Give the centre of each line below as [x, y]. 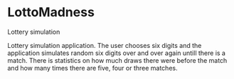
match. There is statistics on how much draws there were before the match [117, 60]
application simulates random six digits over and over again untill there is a [117, 53]
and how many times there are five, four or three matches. [92, 68]
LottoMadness [51, 12]
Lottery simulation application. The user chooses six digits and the [105, 45]
